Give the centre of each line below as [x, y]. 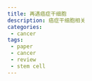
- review [23, 60]
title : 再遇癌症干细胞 [37, 14]
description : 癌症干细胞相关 [47, 20]
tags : [15, 40]
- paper [22, 46]
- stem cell [28, 66]
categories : [25, 27]
